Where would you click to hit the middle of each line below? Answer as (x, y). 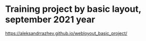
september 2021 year (50, 20)
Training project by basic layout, (73, 9)
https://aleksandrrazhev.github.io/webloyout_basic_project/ (66, 33)
